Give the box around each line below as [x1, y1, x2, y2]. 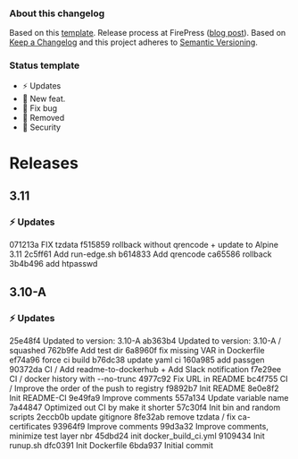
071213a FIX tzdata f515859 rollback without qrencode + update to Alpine [9, 240, 279, 251]
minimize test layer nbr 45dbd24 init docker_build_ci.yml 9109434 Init [9, 430, 265, 441]
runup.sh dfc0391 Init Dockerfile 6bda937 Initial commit [9, 440, 214, 451]
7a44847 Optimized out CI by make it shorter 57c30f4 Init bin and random [9, 402, 281, 413]
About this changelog [9, 7, 105, 20]
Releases [9, 153, 79, 173]
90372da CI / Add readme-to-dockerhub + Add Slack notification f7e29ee [9, 364, 282, 375]
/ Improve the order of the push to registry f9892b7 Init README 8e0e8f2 [9, 383, 279, 394]
